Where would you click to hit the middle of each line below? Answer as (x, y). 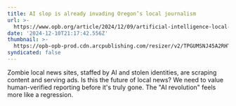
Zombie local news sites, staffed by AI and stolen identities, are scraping (112, 72)
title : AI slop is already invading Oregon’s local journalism (102, 14)
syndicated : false (34, 53)
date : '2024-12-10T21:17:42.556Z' (58, 33)
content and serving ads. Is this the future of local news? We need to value (115, 79)
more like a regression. (40, 94)
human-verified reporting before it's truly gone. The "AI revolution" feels (112, 87)
